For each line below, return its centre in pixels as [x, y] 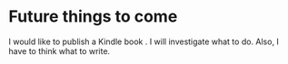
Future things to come [93, 17]
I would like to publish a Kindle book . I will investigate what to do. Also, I [144, 41]
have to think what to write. [60, 50]
